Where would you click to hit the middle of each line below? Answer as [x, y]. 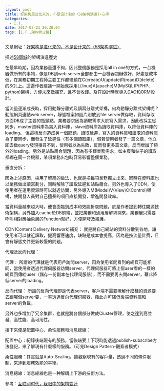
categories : [17, 19]
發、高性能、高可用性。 [29, 319]
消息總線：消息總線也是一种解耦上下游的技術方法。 [56, 373]
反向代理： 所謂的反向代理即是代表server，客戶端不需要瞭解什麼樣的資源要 [81, 291]
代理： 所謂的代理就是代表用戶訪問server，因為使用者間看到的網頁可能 [76, 262]
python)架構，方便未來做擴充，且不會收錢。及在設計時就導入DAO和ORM [78, 92]
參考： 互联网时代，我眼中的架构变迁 [41, 383]
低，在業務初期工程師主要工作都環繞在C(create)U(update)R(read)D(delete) [80, 80]
